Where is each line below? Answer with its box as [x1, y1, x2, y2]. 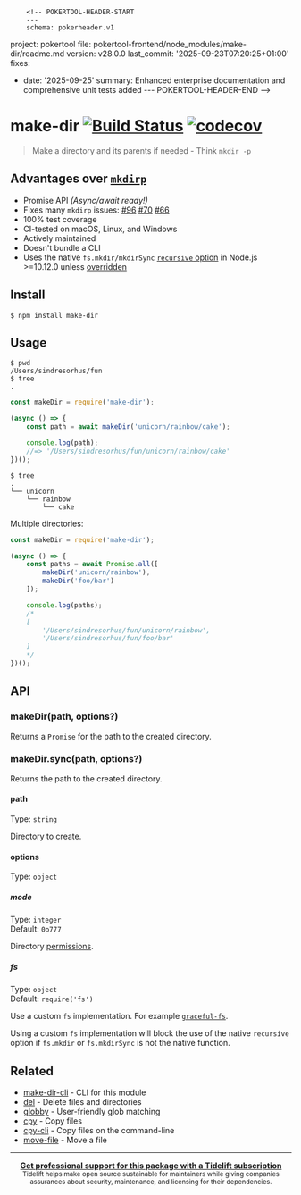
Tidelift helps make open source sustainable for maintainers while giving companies [22, 1170, 280, 1179]
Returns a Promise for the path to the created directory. [10, 731, 213, 741]
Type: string [10, 814, 57, 824]
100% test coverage [22, 213, 97, 224]
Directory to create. [10, 831, 82, 842]
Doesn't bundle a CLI [22, 242, 101, 253]
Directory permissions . [10, 941, 94, 952]
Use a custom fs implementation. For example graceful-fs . [10, 1011, 229, 1022]
